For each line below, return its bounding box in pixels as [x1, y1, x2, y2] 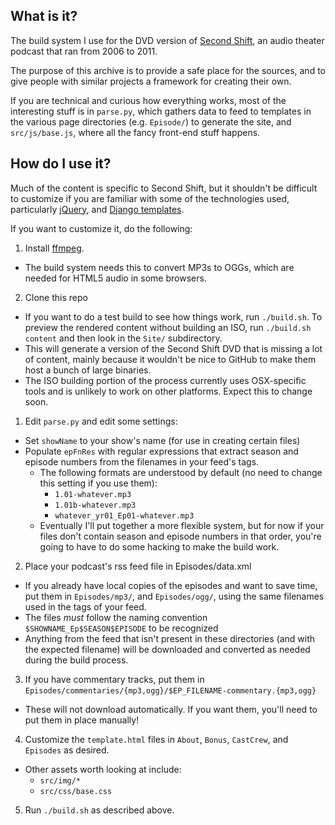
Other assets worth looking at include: [24, 763, 182, 775]
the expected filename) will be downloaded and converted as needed [24, 643, 311, 655]
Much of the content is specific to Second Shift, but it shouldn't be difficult [10, 182, 318, 194]
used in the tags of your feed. [24, 600, 147, 613]
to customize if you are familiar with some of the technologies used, [10, 192, 290, 204]
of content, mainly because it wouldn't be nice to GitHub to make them [24, 353, 317, 365]
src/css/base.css [39, 786, 113, 796]
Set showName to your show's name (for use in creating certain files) [24, 434, 301, 446]
